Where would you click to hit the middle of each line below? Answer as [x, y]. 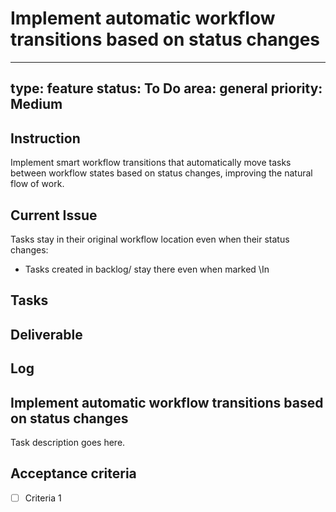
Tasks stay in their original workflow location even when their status [150, 239]
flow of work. [37, 184]
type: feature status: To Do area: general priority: [166, 88]
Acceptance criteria [73, 473]
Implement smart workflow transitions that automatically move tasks [151, 163]
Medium [36, 104]
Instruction [45, 138]
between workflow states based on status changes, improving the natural [161, 173]
